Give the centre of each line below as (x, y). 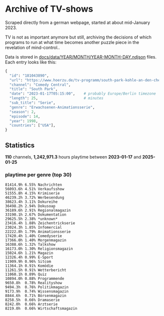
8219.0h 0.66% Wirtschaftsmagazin (41, 309)
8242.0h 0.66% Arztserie (31, 304)
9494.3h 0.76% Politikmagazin (37, 287)
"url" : (16, 80)
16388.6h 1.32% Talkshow (30, 245)
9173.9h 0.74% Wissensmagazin (37, 292)
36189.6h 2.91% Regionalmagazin (38, 211)
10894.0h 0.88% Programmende (35, 279)
